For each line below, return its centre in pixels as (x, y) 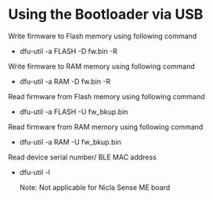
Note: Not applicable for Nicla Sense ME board (95, 187)
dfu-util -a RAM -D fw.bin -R (65, 81)
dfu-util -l (35, 172)
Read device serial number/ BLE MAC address (82, 157)
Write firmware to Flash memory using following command (103, 36)
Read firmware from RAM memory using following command (106, 127)
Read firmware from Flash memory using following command (106, 96)
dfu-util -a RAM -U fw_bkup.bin (70, 141)
